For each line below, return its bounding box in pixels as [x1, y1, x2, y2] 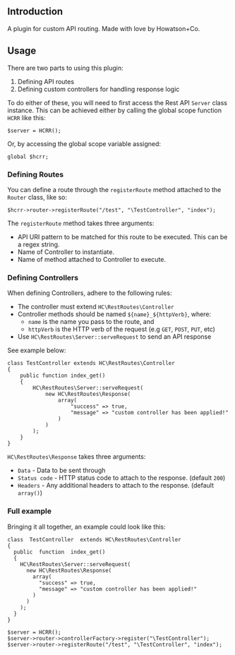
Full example [7, 506, 52, 516]
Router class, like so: [7, 193, 67, 201]
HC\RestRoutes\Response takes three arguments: [7, 452, 146, 461]
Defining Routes [7, 169, 64, 179]
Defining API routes [17, 77, 75, 85]
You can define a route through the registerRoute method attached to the [7, 185, 222, 193]
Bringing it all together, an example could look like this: [7, 522, 166, 531]
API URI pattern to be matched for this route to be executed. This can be [17, 232, 228, 241]
